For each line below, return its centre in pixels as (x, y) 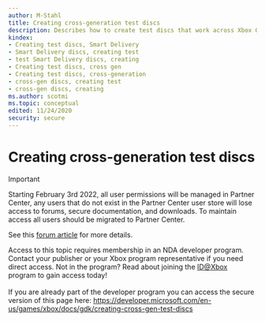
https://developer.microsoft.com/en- (152, 300)
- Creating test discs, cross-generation (77, 74)
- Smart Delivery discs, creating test (74, 52)
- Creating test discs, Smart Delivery (74, 45)
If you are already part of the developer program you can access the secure (131, 292)
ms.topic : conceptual (44, 103)
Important (24, 179)
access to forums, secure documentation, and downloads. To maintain (122, 211)
